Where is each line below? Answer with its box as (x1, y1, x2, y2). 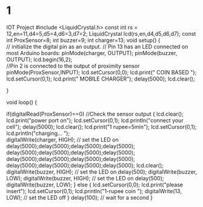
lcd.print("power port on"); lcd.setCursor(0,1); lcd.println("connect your (6, 116, 184, 124)
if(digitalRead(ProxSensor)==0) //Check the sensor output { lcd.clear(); (6, 110, 184, 117)
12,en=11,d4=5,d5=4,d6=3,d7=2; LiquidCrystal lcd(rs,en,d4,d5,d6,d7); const (6, 30, 196, 37)
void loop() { (6, 98, 38, 106)
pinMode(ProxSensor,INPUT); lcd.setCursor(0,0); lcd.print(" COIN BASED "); (6, 68, 197, 76)
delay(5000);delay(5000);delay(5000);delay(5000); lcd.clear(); (6, 162, 164, 169)
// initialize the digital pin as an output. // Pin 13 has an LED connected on (6, 43, 188, 50)
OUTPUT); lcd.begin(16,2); (6, 56, 73, 63)
